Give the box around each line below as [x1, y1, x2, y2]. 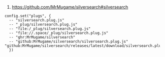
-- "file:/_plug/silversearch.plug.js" [9, 26, 91, 31]
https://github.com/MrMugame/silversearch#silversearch [11, 4, 129, 10]
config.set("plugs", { [4, 14, 51, 19]
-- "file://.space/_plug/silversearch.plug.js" [9, 31, 109, 36]
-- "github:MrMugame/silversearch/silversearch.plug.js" [9, 39, 129, 44]
